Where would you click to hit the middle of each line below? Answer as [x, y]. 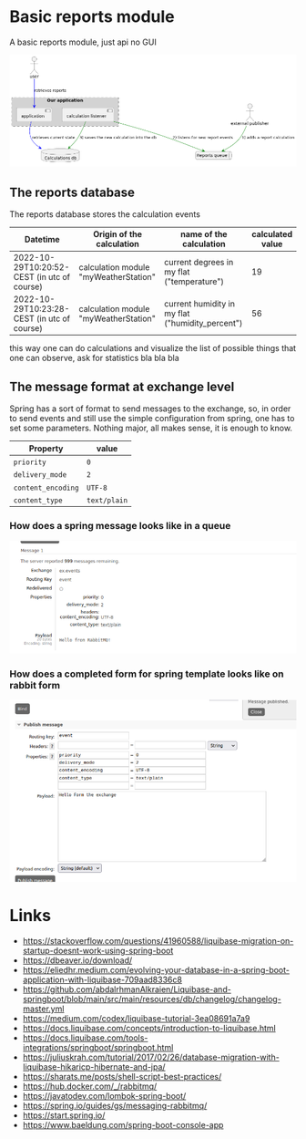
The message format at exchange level [122, 386]
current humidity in [199, 304]
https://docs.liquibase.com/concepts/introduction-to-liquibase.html [149, 1029]
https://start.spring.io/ [64, 1115]
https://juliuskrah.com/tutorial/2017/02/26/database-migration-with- [151, 1057]
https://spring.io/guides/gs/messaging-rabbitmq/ [115, 1106]
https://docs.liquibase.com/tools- [85, 1038]
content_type [38, 500]
